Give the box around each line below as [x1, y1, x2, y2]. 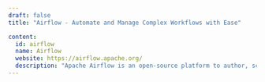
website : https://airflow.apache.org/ [15, 55, 144, 62]
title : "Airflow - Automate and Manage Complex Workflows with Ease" [8, 19, 242, 27]
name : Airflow [15, 48, 62, 55]
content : [8, 33, 37, 41]
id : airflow [15, 40, 55, 48]
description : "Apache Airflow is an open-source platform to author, [15, 62, 248, 70]
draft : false [8, 11, 51, 20]
